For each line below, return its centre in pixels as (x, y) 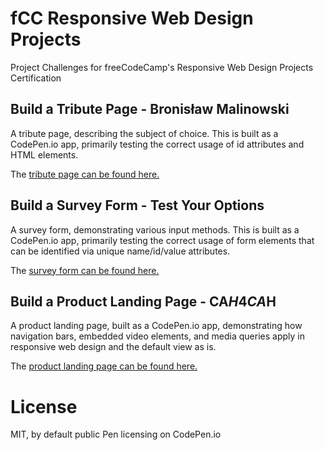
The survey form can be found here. (85, 270)
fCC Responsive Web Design (132, 18)
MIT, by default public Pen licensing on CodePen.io (116, 434)
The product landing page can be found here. (104, 366)
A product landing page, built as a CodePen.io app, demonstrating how (156, 326)
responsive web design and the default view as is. (113, 347)
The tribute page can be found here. (85, 174)
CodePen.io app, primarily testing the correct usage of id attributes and (157, 144)
